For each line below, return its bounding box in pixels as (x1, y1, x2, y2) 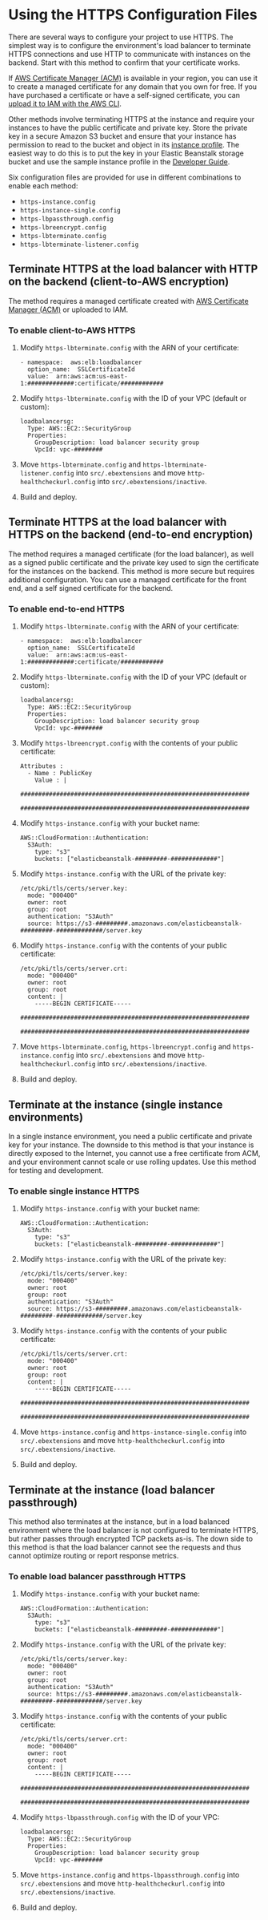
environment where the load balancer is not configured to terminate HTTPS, (8, 1526, 258, 1535)
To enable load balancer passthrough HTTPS (8, 1571, 186, 1582)
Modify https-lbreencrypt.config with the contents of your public (19, 738, 238, 748)
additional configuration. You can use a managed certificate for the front (8, 575, 246, 584)
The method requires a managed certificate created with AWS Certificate (8, 296, 250, 305)
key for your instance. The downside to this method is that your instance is (8, 1140, 254, 1150)
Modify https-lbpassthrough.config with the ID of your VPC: (19, 1813, 220, 1822)
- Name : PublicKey (27, 770, 92, 778)
